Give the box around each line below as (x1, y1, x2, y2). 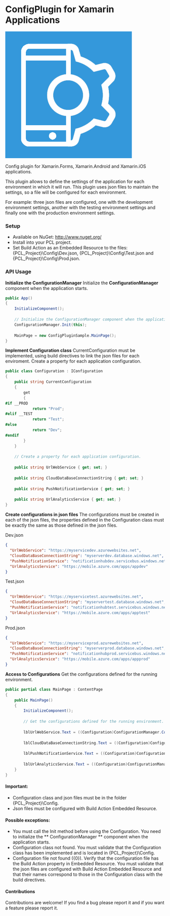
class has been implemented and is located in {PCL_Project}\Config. (12, 850, 155, 856)
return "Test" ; (32, 417, 65, 422)
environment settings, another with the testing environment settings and (5, 204, 156, 210)
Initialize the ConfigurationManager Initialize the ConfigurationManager (5, 280, 158, 286)
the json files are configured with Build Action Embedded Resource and (12, 866, 162, 872)
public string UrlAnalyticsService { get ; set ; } (14, 497, 121, 502)
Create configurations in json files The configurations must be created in (5, 511, 159, 518)
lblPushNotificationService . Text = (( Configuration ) (23, 751, 137, 756)
